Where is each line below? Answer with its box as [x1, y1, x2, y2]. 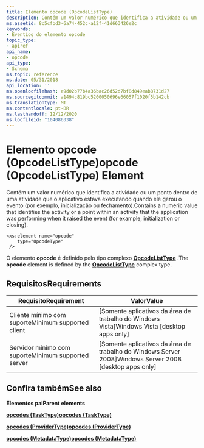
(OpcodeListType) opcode [6, 156, 138, 169]
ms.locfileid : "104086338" [6, 116, 75, 123]
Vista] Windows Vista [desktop [99, 322, 186, 330]
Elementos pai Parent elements [6, 399, 86, 407]
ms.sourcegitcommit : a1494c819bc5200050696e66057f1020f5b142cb [6, 94, 170, 100]
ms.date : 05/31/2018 [6, 77, 59, 83]
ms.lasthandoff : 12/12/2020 [6, 111, 78, 117]
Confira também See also [6, 383, 102, 394]
